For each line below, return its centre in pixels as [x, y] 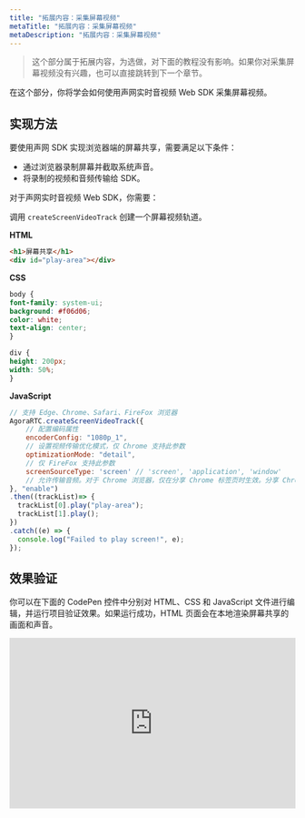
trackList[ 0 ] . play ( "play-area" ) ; [81, 506]
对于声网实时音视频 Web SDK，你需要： [84, 197]
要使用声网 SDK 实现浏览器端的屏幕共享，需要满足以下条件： [123, 147]
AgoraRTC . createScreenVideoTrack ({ [77, 421]
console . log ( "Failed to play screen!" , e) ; [101, 539]
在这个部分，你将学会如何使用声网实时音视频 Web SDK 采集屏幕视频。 [141, 93]
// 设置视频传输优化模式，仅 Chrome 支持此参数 [106, 447]
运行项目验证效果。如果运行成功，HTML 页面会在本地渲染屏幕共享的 [161, 613]
